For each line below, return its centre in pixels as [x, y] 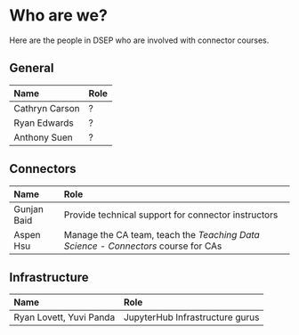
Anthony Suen [43, 137]
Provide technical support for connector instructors [171, 215]
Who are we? [59, 16]
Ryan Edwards [44, 123]
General [32, 68]
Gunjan [29, 208]
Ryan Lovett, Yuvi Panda [65, 317]
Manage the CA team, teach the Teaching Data [162, 234]
